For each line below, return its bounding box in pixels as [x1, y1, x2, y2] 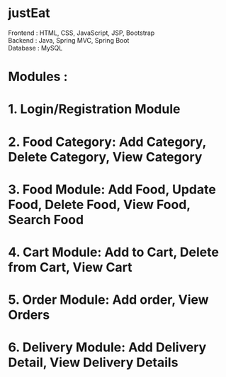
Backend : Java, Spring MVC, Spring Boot [8, 36, 130, 44]
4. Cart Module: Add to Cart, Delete [8, 244, 219, 260]
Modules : [8, 69, 68, 85]
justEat [8, 5, 50, 21]
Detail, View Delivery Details [8, 354, 179, 371]
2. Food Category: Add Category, [8, 134, 206, 150]
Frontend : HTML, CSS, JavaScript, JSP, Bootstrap [8, 28, 155, 37]
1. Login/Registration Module [8, 101, 181, 117]
